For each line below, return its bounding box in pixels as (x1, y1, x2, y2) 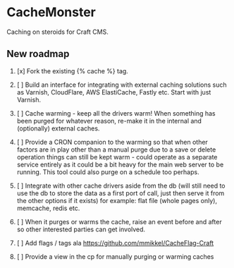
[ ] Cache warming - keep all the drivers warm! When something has (16, 109, 216, 117)
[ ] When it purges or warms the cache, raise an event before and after (16, 217, 223, 226)
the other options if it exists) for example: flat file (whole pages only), (16, 196, 218, 205)
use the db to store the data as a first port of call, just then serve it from (16, 188, 225, 197)
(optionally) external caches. (16, 124, 100, 133)
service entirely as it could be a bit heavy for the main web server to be (16, 160, 224, 169)
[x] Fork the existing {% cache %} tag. (16, 66, 128, 75)
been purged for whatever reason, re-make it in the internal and (16, 116, 202, 125)
